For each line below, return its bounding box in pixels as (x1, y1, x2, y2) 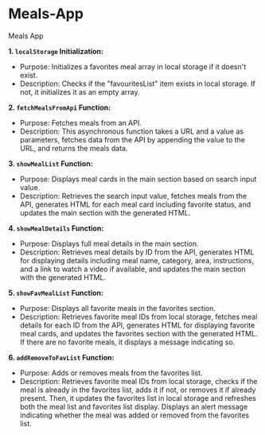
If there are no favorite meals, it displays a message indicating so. (19, 337, 236, 347)
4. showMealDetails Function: (8, 223, 104, 233)
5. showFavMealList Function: (8, 288, 103, 297)
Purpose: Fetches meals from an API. (19, 118, 142, 127)
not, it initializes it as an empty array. (19, 87, 140, 96)
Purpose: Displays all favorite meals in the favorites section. (19, 303, 216, 313)
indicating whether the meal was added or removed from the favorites (19, 410, 249, 420)
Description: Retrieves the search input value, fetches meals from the (19, 191, 247, 200)
